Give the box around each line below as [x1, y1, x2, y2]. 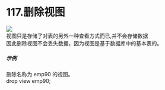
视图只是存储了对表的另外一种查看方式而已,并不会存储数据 [6, 32, 148, 39]
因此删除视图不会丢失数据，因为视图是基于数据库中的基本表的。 [6, 39, 162, 46]
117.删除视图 [6, 5, 65, 19]
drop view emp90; [6, 77, 51, 84]
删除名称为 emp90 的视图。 [6, 70, 74, 77]
